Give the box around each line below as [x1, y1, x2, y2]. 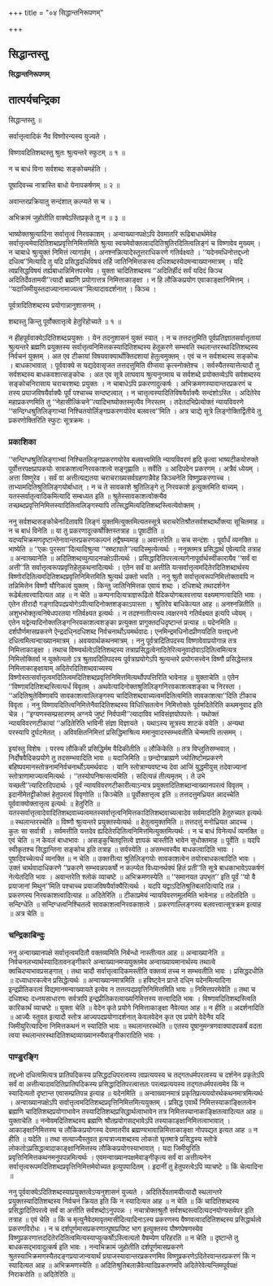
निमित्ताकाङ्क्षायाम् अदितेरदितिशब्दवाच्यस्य [8, 663, 113, 673]
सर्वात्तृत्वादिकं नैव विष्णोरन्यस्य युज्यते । [8, 131, 107, 141]
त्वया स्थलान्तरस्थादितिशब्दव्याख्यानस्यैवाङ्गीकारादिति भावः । [8, 1030, 161, 1040]
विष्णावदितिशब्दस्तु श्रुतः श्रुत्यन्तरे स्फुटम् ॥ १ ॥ [8, 147, 126, 157]
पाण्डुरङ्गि [8, 1051, 39, 1063]
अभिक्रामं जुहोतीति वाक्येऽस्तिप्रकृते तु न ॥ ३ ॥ [8, 213, 126, 222]
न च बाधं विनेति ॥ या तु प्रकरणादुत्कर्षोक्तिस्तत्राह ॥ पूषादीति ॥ [8, 525, 165, 535]
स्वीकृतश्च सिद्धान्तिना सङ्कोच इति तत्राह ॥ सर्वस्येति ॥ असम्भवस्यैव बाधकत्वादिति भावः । [8, 844, 235, 854]
